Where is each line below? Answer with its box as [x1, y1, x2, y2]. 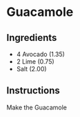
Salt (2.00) [16, 65, 47, 73]
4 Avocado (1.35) [16, 50, 65, 58]
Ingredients [6, 32, 57, 44]
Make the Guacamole [6, 103, 67, 111]
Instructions [6, 84, 60, 97]
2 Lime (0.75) [16, 57, 54, 66]
